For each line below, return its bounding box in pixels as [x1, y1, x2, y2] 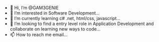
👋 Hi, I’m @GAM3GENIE [10, 5, 59, 10]
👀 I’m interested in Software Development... [10, 10, 100, 16]
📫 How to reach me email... [10, 31, 68, 37]
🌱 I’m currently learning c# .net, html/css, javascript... [10, 15, 121, 21]
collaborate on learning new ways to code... [10, 26, 101, 32]
